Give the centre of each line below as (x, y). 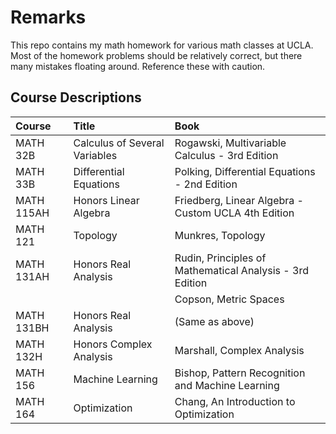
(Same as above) (214, 321)
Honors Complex (113, 344)
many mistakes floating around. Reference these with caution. (138, 66)
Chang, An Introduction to (235, 401)
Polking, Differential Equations (245, 171)
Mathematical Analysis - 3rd (241, 270)
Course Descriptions (76, 97)
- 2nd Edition (206, 184)
